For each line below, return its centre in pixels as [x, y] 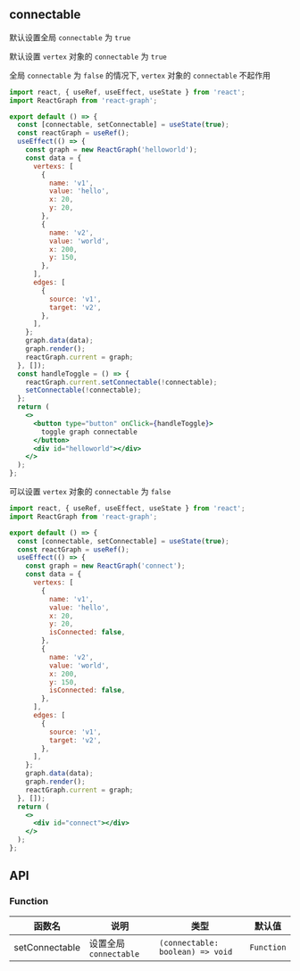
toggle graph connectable [90, 432]
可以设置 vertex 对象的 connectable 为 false [90, 492]
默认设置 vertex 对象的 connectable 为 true [88, 56]
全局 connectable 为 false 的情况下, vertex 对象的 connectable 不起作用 [140, 75]
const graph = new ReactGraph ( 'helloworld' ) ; [112, 150]
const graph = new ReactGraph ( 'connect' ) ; [105, 566]
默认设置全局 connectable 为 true [70, 37]
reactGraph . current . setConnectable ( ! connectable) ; [121, 382]
